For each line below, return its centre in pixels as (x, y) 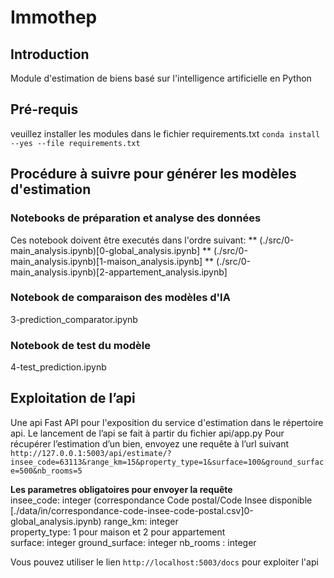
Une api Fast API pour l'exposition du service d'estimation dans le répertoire (167, 422)
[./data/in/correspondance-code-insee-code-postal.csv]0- (132, 510)
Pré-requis (44, 109)
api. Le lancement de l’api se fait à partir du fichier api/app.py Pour (147, 433)
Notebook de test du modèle (80, 345)
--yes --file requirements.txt (75, 143)
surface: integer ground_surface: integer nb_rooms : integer (133, 542)
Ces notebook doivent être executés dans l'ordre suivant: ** (134, 240)
